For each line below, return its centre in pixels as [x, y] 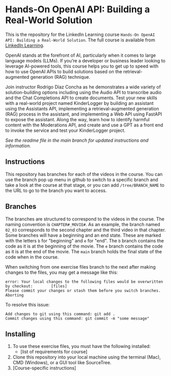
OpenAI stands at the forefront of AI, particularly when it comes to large [81, 55]
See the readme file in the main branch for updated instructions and [77, 140]
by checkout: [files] [36, 286]
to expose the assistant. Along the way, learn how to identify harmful [77, 119]
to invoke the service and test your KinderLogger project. [66, 130]
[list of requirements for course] [54, 352]
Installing [20, 334]
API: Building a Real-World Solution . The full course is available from [80, 40]
